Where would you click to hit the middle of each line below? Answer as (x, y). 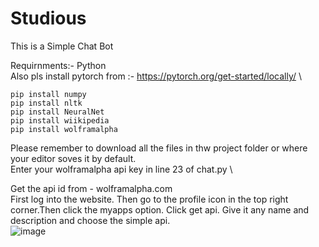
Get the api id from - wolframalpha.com (91, 188)
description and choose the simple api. (90, 220)
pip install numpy (48, 94)
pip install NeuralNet (57, 112)
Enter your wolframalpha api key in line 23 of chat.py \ (121, 169)
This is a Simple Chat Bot (62, 46)
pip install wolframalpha (64, 129)
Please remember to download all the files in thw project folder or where (159, 148)
